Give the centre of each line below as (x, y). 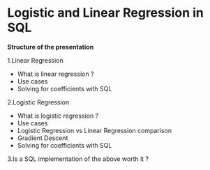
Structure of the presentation (51, 47)
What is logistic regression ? (58, 116)
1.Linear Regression (36, 60)
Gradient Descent (43, 138)
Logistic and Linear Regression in (105, 13)
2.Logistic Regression (38, 102)
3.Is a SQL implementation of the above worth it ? (78, 159)
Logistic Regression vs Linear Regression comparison (95, 130)
